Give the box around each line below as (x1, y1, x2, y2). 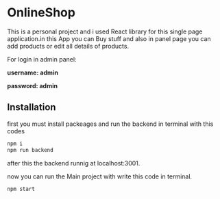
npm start (7, 185, 36, 192)
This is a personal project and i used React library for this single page (7, 27, 203, 36)
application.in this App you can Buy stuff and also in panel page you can (7, 34, 211, 42)
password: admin (7, 81, 58, 90)
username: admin (7, 68, 58, 77)
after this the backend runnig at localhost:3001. (7, 159, 140, 167)
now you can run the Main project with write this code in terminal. (7, 172, 193, 181)
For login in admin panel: (7, 55, 77, 63)
